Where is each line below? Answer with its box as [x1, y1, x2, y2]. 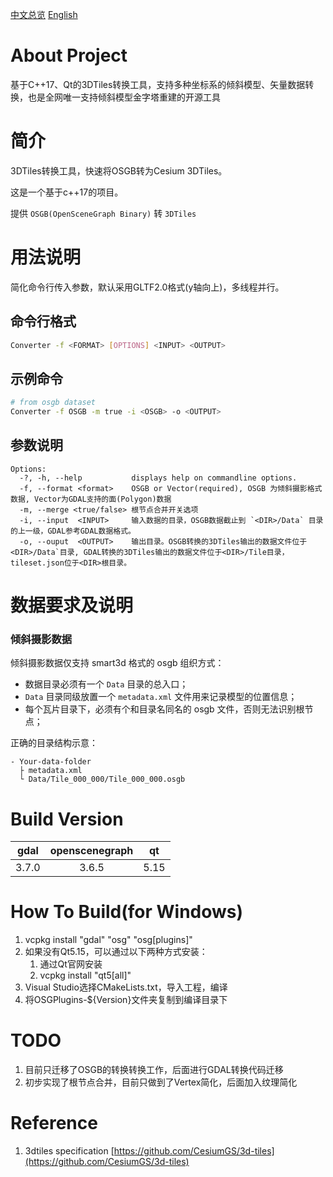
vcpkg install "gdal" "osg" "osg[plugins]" [24, 934, 193, 946]
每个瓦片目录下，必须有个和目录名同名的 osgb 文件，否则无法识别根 [24, 703, 305, 715]
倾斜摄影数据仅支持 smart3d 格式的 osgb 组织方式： [10, 657, 225, 669]
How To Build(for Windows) [10, 901, 244, 923]
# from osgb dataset [10, 398, 97, 408]
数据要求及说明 [10, 594, 134, 617]
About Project [10, 44, 128, 67]
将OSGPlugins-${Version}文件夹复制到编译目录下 [24, 994, 228, 1006]
